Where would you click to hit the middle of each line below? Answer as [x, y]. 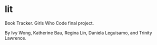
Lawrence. [15, 38]
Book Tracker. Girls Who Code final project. [49, 23]
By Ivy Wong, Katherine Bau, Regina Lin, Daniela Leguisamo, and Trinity [78, 32]
